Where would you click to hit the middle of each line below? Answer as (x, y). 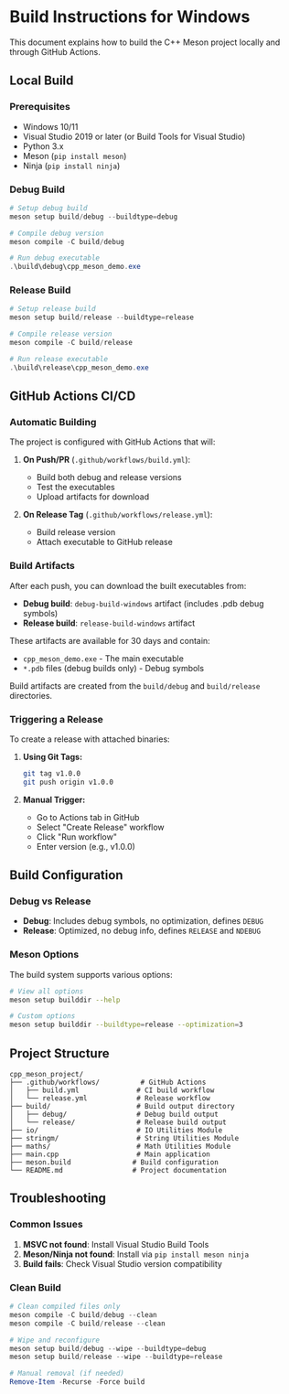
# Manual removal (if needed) (67, 1374)
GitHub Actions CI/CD (73, 397)
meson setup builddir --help (65, 1000)
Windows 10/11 (50, 126)
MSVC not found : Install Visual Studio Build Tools (116, 1244)
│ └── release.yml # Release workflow (110, 1099)
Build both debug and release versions (109, 477)
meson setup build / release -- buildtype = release (102, 317)
